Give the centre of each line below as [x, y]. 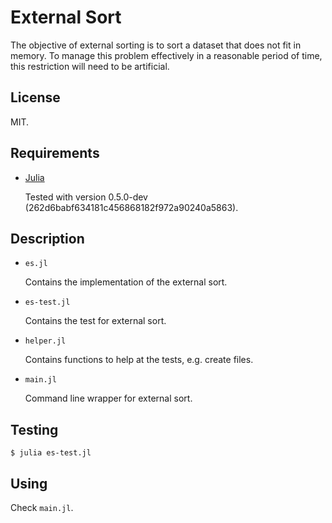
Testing [34, 429]
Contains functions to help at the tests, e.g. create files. [139, 360]
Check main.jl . [42, 507]
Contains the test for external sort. [95, 321]
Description [47, 238]
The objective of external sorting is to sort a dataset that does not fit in [156, 45]
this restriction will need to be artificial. [90, 66]
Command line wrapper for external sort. [108, 398]
